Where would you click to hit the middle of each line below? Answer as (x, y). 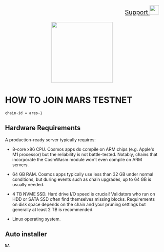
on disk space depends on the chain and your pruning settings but (79, 204)
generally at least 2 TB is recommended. (53, 209)
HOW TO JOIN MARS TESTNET (69, 100)
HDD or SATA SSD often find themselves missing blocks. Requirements (83, 199)
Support (136, 12)
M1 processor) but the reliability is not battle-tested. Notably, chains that (85, 154)
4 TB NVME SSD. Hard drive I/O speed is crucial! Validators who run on (83, 194)
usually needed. (28, 184)
